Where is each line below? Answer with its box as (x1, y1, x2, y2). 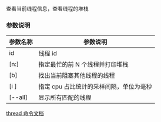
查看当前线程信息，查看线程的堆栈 (6, 5, 89, 12)
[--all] (9, 93, 28, 101)
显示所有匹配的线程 (38, 94, 92, 102)
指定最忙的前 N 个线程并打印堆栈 (38, 61, 129, 69)
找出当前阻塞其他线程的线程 (38, 71, 116, 80)
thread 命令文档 (6, 110, 44, 117)
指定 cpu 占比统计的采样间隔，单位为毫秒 (38, 83, 153, 91)
